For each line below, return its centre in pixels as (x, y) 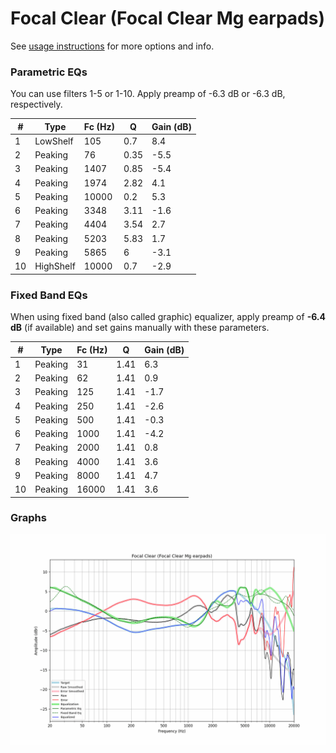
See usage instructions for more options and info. (112, 46)
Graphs (28, 518)
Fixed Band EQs (49, 295)
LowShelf (54, 141)
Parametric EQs (49, 72)
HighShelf (55, 266)
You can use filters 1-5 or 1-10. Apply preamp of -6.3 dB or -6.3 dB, (148, 94)
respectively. (36, 104)
